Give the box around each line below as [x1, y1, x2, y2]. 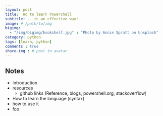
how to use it [12, 101, 39, 107]
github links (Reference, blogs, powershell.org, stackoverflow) [19, 90, 147, 96]
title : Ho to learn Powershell [5, 12, 72, 17]
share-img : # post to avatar [5, 48, 68, 53]
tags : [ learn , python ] [5, 39, 52, 44]
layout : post [5, 7, 32, 12]
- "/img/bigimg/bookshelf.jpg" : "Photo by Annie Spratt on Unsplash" [9, 30, 159, 35]
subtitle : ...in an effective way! [5, 16, 79, 21]
